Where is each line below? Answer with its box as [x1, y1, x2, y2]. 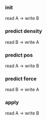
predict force [5, 75, 37, 82]
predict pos [5, 51, 33, 58]
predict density [5, 28, 43, 35]
